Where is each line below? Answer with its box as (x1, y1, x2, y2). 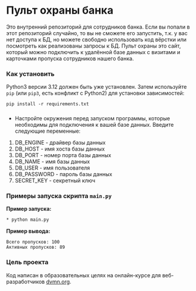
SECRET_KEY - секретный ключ (14, 177, 95, 184)
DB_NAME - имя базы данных (14, 158, 91, 165)
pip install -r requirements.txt (6, 101, 89, 107)
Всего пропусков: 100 (6, 239, 60, 245)
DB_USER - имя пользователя (14, 164, 91, 171)
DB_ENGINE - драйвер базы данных (14, 139, 106, 146)
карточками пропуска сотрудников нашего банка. (6, 55, 134, 62)
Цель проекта (6, 258, 49, 267)
